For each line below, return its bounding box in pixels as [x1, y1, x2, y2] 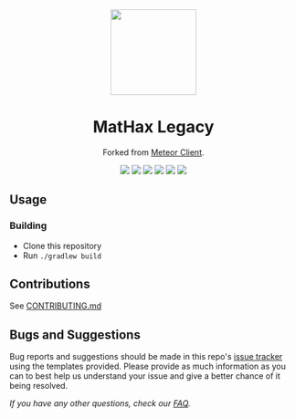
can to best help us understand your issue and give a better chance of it [9, 371, 281, 381]
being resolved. [9, 381, 68, 392]
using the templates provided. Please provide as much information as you [9, 361, 286, 372]
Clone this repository [22, 240, 102, 251]
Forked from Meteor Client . [102, 146, 205, 158]
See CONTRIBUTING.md [9, 300, 102, 311]
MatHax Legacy [92, 117, 215, 138]
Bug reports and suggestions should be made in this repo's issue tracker [9, 351, 283, 362]
